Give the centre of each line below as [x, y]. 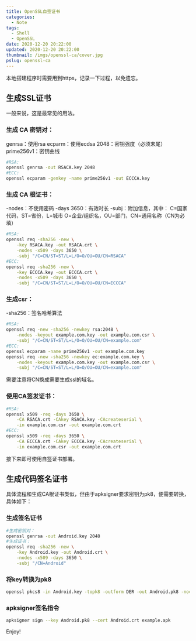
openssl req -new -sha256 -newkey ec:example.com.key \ [75, 357]
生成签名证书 [24, 518]
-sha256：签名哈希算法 [34, 313]
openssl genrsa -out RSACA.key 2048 [50, 167]
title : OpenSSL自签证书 [33, 11]
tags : [13, 28]
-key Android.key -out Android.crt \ [62, 553]
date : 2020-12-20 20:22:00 [39, 44]
